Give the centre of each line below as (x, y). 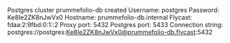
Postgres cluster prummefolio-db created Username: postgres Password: (113, 10)
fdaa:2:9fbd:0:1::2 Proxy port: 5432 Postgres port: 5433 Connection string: (115, 25)
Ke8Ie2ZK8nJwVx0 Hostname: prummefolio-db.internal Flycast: (100, 17)
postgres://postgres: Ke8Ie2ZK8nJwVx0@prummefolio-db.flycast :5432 (110, 32)
